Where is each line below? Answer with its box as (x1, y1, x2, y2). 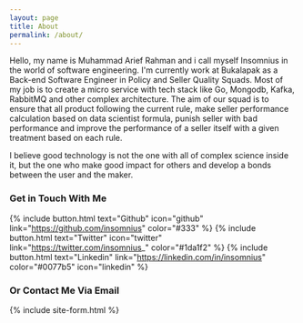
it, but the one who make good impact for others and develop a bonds (9, 160, 271, 171)
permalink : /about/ (9, 30, 84, 39)
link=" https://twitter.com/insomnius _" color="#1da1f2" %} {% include (9, 242, 268, 253)
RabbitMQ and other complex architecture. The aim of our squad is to (9, 94, 270, 105)
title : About (9, 22, 59, 31)
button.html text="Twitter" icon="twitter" (9, 232, 162, 243)
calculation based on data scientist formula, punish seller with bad (9, 113, 258, 124)
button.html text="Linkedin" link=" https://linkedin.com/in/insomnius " (9, 251, 267, 262)
